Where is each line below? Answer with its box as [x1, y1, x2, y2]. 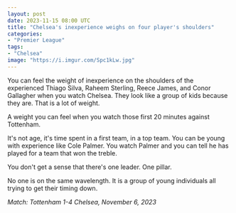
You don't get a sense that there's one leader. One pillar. [7, 163, 172, 171]
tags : [7, 43, 23, 50]
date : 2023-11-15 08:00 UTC [7, 17, 91, 24]
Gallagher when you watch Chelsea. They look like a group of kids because [7, 91, 228, 99]
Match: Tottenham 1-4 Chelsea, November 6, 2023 [7, 197, 157, 206]
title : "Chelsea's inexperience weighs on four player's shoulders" [7, 23, 215, 31]
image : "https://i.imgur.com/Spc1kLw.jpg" [7, 57, 135, 64]
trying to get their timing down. [7, 184, 98, 192]
